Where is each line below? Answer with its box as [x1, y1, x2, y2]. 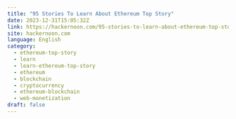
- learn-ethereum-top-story [13, 62, 96, 69]
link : [7, 23, 23, 30]
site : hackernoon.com [7, 29, 71, 37]
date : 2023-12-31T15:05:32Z [7, 17, 90, 24]
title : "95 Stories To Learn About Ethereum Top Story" [7, 10, 174, 17]
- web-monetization [13, 95, 71, 102]
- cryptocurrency [13, 82, 65, 89]
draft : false [7, 101, 46, 108]
